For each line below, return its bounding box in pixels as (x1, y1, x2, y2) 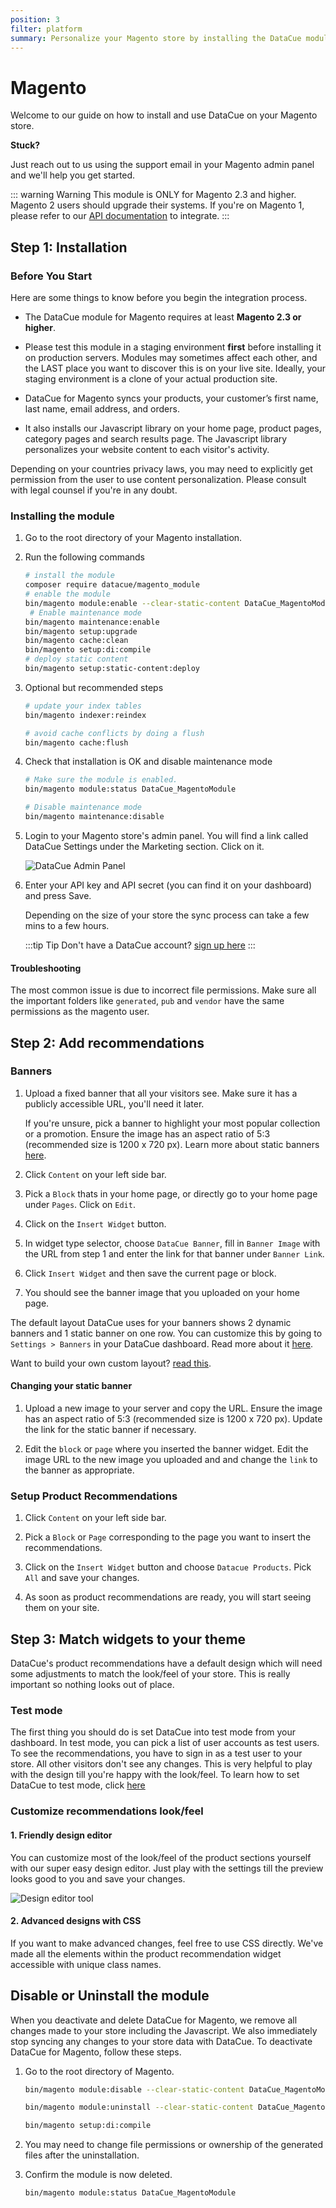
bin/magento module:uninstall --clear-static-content (24, 2102, 254, 2113)
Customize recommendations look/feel (10, 1804, 204, 1818)
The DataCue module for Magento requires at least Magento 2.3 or (24, 311, 302, 323)
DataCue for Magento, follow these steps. (10, 2046, 182, 2058)
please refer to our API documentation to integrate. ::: (10, 210, 230, 222)
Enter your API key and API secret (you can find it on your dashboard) (24, 879, 312, 891)
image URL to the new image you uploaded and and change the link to (24, 1454, 318, 1466)
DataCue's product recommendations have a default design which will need (10, 1657, 323, 1670)
